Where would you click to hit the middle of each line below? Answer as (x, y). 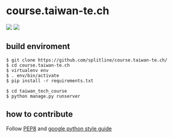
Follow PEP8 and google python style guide (59, 129)
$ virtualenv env (27, 70)
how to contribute (40, 114)
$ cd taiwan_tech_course (37, 91)
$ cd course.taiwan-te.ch (38, 65)
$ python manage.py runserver (43, 96)
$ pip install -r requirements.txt (50, 81)
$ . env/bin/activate (33, 75)
